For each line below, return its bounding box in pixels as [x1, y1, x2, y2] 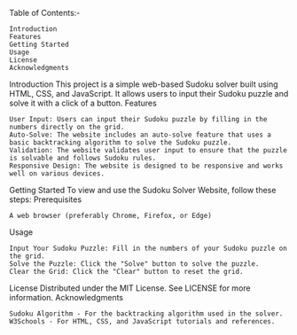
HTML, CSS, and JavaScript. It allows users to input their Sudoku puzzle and [9, 89, 289, 98]
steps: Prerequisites [9, 194, 82, 205]
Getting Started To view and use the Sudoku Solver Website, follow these [9, 185, 277, 195]
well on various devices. [9, 169, 105, 178]
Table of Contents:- [9, 8, 81, 18]
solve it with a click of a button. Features [9, 97, 157, 108]
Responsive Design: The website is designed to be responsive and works [9, 161, 284, 170]
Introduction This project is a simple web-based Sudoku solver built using [9, 79, 278, 90]
